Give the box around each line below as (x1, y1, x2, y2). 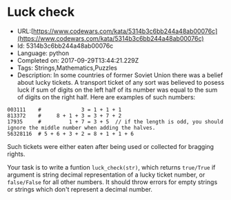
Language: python (17, 49, 70, 57)
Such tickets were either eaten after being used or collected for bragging (7, 142, 214, 150)
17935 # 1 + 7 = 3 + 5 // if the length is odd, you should (7, 118, 224, 125)
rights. (7, 150, 26, 158)
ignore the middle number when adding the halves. (7, 124, 156, 131)
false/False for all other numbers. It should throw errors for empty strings (7, 177, 218, 186)
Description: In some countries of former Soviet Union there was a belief (17, 70, 223, 79)
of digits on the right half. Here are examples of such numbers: (17, 92, 196, 101)
